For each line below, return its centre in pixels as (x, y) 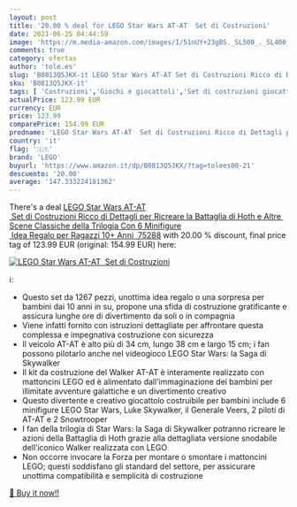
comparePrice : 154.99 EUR (57, 125)
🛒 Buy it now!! (34, 493)
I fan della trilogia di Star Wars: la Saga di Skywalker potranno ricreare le (153, 429)
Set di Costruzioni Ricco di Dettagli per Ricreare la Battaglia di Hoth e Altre (146, 217)
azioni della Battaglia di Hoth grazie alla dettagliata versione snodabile (149, 438)
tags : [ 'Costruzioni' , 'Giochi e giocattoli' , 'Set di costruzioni (134, 91)
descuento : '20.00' (45, 173)
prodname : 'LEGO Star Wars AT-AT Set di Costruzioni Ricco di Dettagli (146, 133)
